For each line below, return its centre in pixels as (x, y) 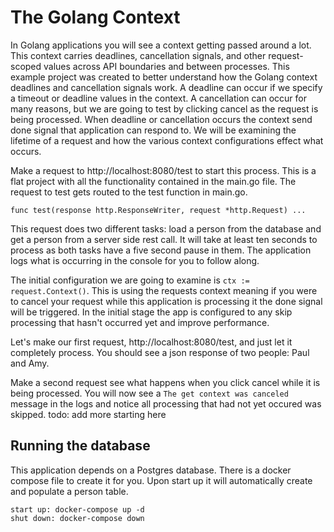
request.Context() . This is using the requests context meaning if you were (164, 290)
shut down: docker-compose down (77, 518)
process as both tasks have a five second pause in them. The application (161, 250)
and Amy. (30, 363)
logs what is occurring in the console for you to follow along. (135, 260)
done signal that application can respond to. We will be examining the (153, 130)
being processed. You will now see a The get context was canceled (149, 393)
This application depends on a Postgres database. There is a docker (151, 470)
